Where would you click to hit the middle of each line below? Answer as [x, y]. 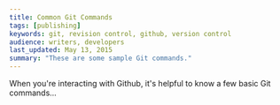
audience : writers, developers [67, 42]
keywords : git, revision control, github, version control [121, 34]
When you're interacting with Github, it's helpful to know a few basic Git [140, 83]
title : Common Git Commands [61, 17]
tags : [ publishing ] [45, 26]
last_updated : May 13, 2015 [61, 50]
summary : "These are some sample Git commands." [101, 58]
